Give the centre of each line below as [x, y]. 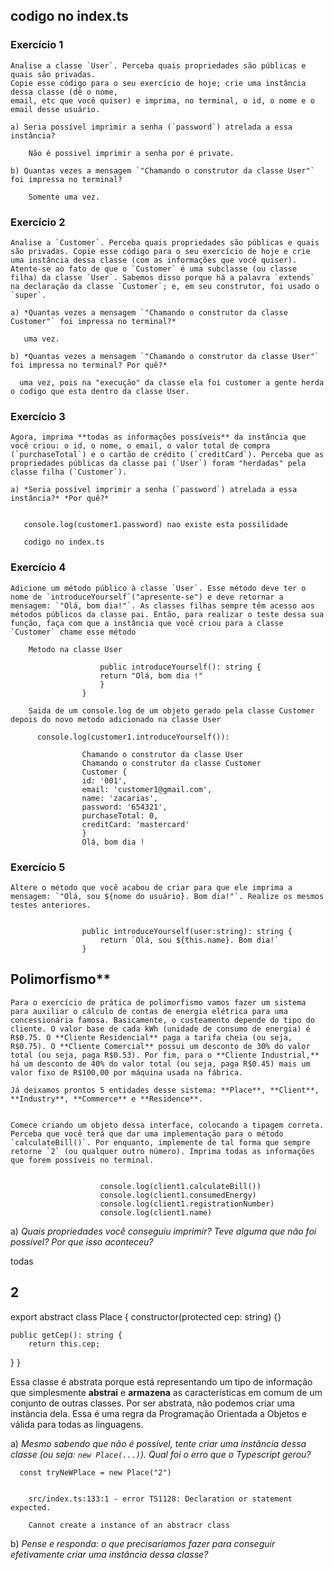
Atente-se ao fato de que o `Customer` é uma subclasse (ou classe [154, 269]
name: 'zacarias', [120, 798]
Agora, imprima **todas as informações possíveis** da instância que [158, 437]
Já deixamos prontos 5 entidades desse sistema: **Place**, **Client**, [165, 1090]
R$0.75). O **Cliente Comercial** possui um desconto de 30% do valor [160, 1046]
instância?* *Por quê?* [60, 499]
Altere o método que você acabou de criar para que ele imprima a [151, 887]
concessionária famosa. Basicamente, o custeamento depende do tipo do [162, 1020]
